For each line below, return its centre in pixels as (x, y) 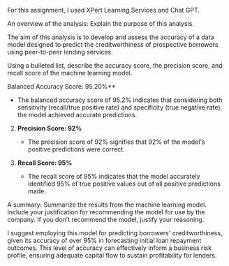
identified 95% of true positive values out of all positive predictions (124, 184)
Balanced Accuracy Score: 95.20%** (62, 86)
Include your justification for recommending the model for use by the (106, 212)
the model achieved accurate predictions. (77, 115)
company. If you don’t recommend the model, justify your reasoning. (106, 220)
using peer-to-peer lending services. (60, 52)
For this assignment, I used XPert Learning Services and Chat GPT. (104, 10)
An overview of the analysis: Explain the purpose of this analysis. (101, 23)
